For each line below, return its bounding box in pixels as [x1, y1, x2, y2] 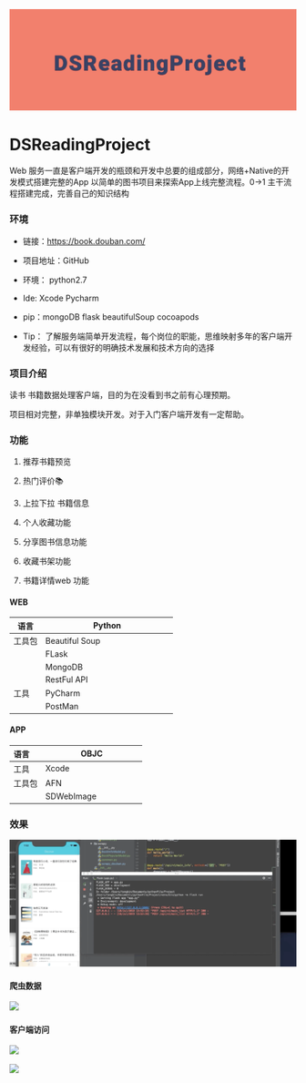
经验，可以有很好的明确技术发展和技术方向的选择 [30, 342, 215, 352]
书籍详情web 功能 [22, 575, 89, 587]
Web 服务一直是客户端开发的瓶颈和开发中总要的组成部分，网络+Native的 [9, 165, 282, 177]
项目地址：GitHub [22, 255, 89, 266]
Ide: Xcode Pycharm [22, 292, 99, 303]
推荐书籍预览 [22, 456, 71, 467]
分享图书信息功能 [22, 536, 87, 547]
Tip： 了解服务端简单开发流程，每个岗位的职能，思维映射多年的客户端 [22, 331, 285, 342]
